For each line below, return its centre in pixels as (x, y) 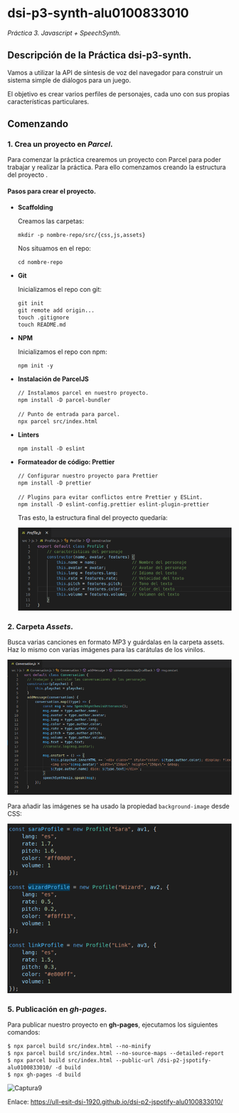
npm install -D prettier (54, 483)
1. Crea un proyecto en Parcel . (60, 144)
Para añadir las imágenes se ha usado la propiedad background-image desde (118, 806)
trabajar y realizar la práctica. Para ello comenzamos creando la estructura (117, 167)
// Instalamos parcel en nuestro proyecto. (83, 393)
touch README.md (42, 325)
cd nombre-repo (40, 262)
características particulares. (48, 101)
